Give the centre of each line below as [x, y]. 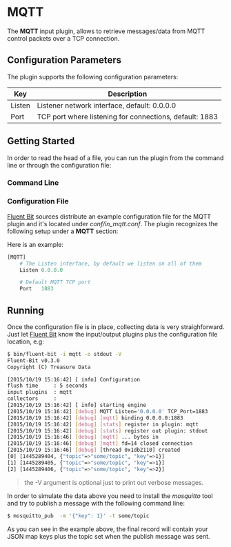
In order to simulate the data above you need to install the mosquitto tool [110, 496]
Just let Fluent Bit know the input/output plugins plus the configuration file [112, 334]
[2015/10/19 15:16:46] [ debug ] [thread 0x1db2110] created [94, 450]
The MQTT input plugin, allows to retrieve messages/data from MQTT [106, 31]
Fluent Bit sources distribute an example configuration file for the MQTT [109, 216]
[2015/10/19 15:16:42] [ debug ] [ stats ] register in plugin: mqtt [103, 424]
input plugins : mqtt [40, 392]
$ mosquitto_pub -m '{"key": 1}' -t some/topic [78, 516]
